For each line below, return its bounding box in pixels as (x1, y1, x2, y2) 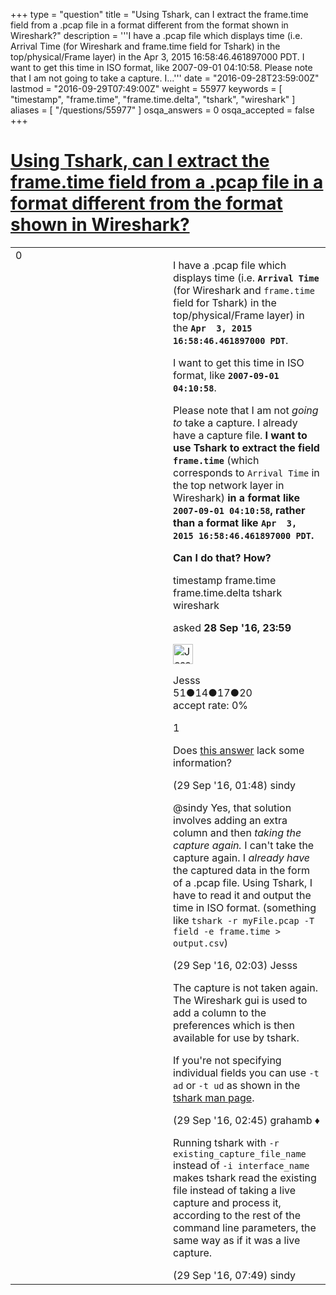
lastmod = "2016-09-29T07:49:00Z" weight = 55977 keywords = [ (10, 83, 283, 94)
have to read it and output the (173, 888, 312, 902)
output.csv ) (173, 935, 229, 949)
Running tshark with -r (173, 1135, 280, 1149)
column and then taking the (173, 825, 302, 839)
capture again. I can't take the (173, 838, 315, 852)
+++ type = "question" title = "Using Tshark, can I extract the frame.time (10, 9, 309, 20)
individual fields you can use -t (173, 1065, 320, 1079)
